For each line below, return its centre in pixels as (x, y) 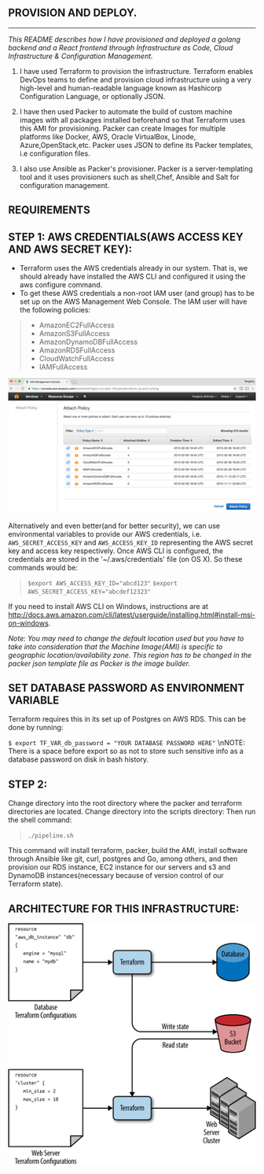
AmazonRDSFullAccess (77, 350)
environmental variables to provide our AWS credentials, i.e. (105, 533)
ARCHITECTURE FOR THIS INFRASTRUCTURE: (124, 908)
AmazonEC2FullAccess (77, 325)
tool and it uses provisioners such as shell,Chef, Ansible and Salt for (129, 177)
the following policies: (55, 310)
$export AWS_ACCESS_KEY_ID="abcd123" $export (103, 583)
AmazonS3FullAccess (74, 334)
